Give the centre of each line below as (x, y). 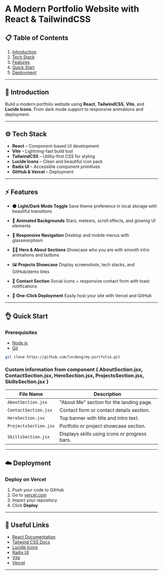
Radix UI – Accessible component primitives (56, 167)
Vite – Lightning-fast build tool (42, 151)
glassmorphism (27, 240)
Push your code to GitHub (38, 490)
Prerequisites (21, 332)
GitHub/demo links (31, 272)
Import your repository (34, 500)
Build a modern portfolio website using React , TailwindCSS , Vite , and (75, 104)
